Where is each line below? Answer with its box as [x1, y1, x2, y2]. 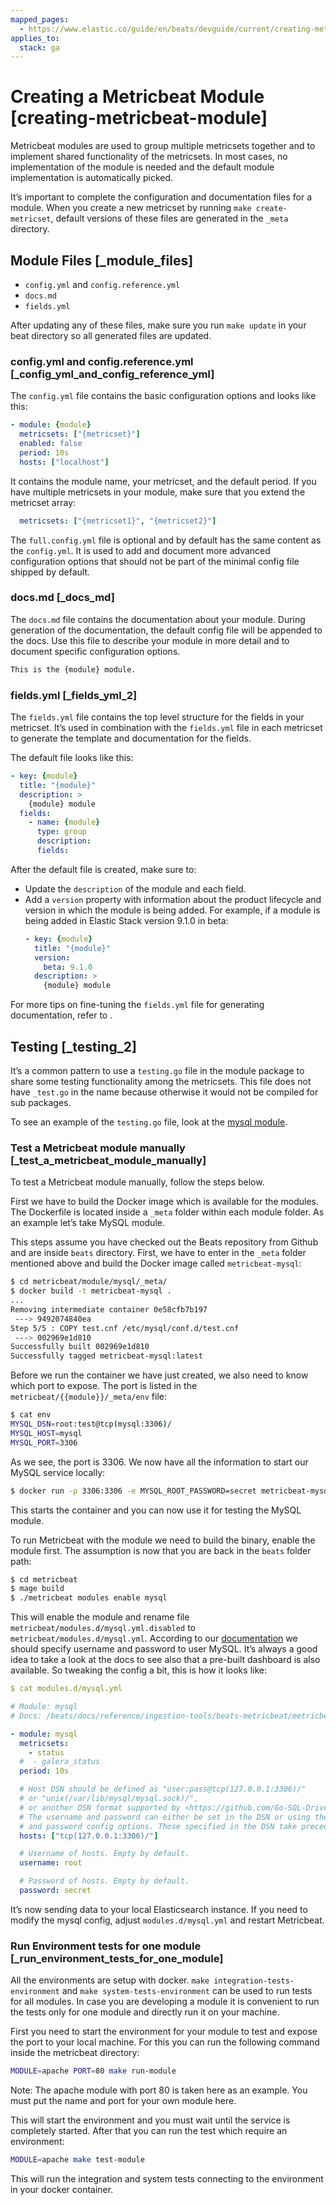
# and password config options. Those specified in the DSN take [19, 1821, 298, 1831]
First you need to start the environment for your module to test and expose [10, 2026, 318, 2038]
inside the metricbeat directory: [10, 2047, 140, 2059]
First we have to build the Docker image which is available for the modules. [10, 1196, 319, 1208]
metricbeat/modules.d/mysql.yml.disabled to [10, 1622, 196, 1634]
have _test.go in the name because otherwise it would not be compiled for [10, 1086, 319, 1098]
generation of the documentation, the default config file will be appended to [10, 624, 323, 636]
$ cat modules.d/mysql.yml [10, 1684, 123, 1694]
